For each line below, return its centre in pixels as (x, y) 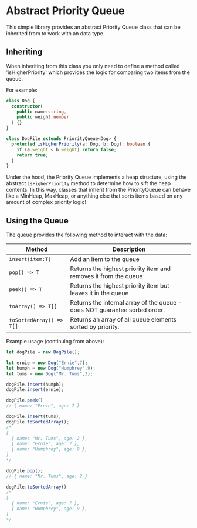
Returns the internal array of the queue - (126, 303)
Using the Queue (37, 221)
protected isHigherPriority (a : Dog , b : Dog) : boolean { (81, 144)
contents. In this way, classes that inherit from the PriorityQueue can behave (98, 190)
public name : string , (42, 112)
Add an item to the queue (105, 259)
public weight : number (43, 117)
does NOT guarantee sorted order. (118, 310)
